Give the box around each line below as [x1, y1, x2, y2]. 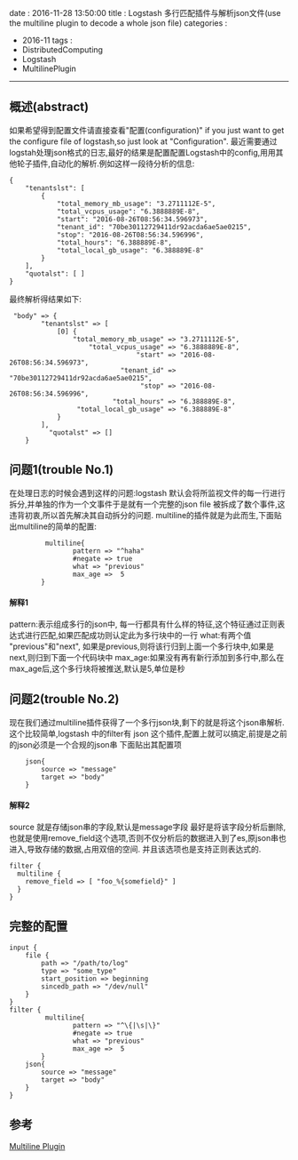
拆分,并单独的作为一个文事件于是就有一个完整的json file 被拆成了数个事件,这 [9, 499, 286, 509]
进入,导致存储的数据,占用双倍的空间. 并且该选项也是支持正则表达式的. [9, 844, 262, 854]
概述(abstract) [9, 100, 90, 115]
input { [9, 943, 38, 952]
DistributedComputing [21, 44, 104, 55]
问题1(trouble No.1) [9, 462, 114, 477]
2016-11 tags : [21, 35, 73, 45]
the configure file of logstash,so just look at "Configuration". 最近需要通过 [9, 136, 278, 147]
